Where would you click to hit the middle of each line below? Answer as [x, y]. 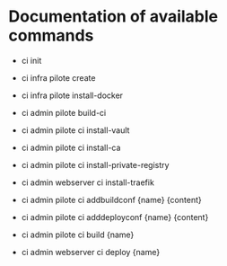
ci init [31, 60]
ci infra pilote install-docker [72, 95]
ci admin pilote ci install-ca [71, 147]
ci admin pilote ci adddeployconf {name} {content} [115, 217]
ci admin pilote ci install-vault [75, 130]
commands [51, 35]
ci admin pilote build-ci [64, 112]
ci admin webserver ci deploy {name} [91, 252]
